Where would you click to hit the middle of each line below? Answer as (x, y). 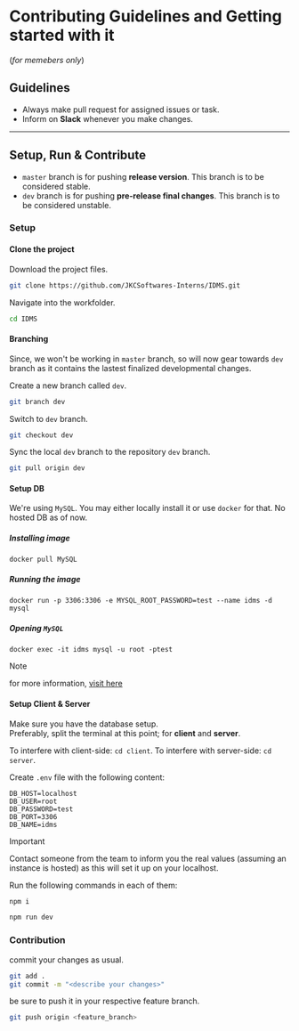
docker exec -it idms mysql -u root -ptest (91, 650)
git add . (28, 976)
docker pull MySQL (43, 560)
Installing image (40, 538)
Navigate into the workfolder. (62, 302)
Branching (29, 339)
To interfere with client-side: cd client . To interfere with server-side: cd (141, 751)
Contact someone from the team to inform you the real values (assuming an (148, 858)
